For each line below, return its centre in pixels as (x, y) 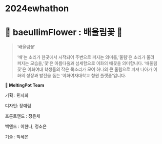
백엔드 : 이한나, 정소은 (26, 126)
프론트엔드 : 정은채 (23, 116)
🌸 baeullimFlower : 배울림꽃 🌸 (64, 32)
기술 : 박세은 (17, 137)
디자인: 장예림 (18, 106)
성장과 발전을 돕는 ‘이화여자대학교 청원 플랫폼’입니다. (76, 76)
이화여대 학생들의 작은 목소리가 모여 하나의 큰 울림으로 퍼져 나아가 (90, 69)
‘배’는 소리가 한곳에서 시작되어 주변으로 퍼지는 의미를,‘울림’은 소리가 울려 (86, 57)
